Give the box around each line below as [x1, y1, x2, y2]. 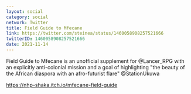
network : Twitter [6, 19, 49, 25]
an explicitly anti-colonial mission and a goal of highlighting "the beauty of [6, 63, 186, 70]
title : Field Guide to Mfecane [6, 25, 83, 31]
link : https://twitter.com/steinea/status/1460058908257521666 [6, 31, 164, 36]
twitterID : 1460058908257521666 [6, 36, 85, 42]
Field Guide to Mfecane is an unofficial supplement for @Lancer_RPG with [6, 57, 185, 65]
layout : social [6, 8, 43, 15]
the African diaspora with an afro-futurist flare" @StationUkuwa [6, 70, 160, 77]
